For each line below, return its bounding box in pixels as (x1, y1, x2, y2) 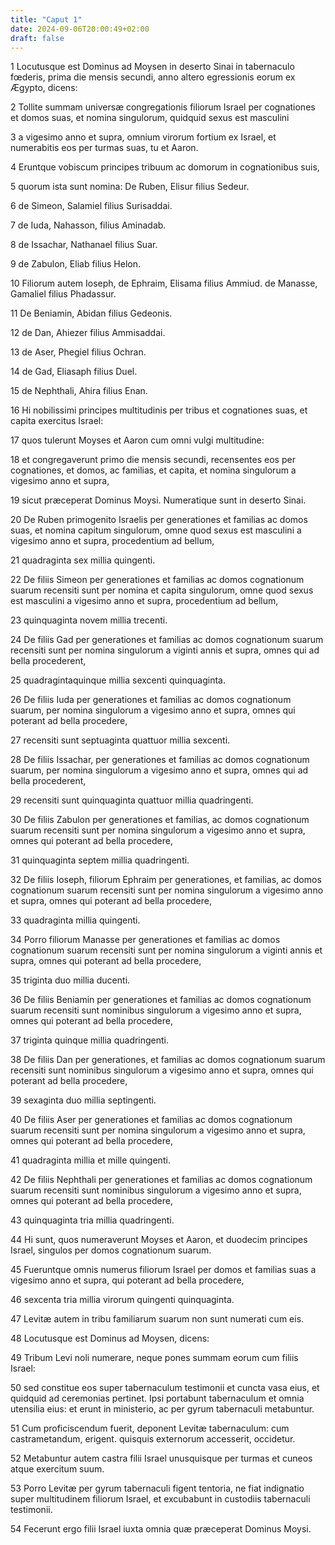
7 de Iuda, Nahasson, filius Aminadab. (10, 219, 167, 231)
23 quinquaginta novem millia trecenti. (10, 614, 168, 626)
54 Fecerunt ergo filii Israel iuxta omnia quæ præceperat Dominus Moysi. (10, 1523, 312, 1535)
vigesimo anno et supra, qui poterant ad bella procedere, (10, 1274, 245, 1286)
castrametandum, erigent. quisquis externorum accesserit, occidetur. (10, 1433, 296, 1445)
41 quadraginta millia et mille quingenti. (10, 1154, 171, 1166)
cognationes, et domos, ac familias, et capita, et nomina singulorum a (10, 464, 297, 476)
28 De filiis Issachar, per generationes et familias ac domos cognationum (10, 754, 310, 766)
